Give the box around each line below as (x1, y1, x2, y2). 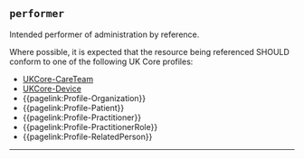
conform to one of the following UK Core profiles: (9, 56, 194, 67)
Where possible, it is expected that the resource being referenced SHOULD (9, 46, 290, 57)
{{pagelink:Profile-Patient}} (22, 102, 125, 113)
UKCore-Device (22, 83, 81, 94)
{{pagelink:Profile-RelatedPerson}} (22, 131, 153, 142)
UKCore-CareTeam (22, 73, 93, 84)
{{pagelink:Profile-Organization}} (22, 92, 147, 103)
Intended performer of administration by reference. (9, 29, 200, 40)
